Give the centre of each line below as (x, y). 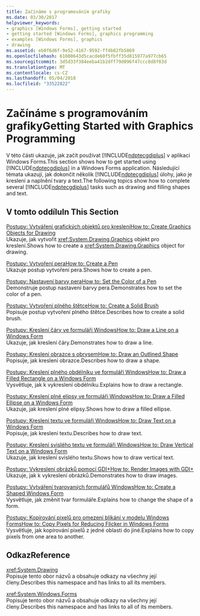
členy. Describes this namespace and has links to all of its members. (90, 606)
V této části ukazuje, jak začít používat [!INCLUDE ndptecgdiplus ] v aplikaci (98, 155)
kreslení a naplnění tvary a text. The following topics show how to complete (98, 180)
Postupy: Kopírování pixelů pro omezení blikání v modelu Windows (88, 518)
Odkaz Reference (38, 555)
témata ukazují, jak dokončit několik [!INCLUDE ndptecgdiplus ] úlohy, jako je (99, 174)
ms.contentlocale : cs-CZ (37, 73)
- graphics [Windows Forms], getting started (64, 28)
